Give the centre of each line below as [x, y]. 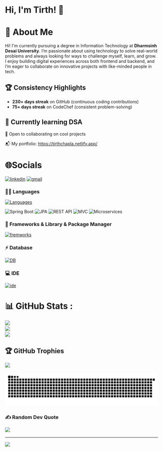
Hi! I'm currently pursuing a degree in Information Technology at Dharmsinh [81, 46]
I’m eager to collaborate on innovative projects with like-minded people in [78, 66]
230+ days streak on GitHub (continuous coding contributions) [75, 101]
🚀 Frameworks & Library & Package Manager [58, 224]
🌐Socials [24, 165]
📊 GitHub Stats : [39, 306]
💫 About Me [29, 32]
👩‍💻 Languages [22, 191]
